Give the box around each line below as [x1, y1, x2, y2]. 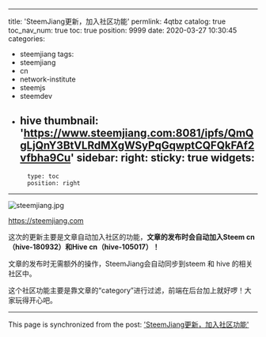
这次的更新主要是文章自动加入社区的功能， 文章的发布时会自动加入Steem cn [8, 232, 255, 241]
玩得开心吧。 [14, 295, 57, 305]
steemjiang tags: [19, 49, 74, 59]
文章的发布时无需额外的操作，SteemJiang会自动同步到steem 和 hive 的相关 [8, 259, 253, 268]
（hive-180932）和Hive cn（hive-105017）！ [8, 242, 160, 252]
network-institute [19, 74, 77, 84]
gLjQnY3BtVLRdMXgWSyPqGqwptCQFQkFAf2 [19, 139, 255, 153]
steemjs [19, 83, 46, 92]
